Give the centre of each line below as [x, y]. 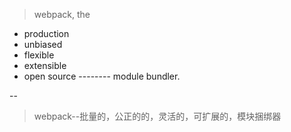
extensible [45, 65]
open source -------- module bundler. [102, 76]
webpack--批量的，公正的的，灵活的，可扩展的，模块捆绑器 [157, 116]
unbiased [43, 44]
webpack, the [62, 14]
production [46, 33]
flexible [39, 55]
